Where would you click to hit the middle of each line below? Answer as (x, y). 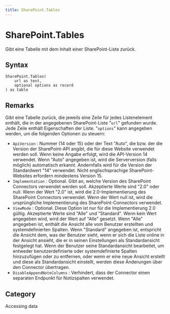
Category (21, 294)
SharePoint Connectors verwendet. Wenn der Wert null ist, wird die (83, 198)
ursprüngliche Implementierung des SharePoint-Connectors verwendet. (88, 203)
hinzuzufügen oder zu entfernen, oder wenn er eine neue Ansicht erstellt (89, 257)
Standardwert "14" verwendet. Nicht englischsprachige (70, 171)
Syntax (17, 65)
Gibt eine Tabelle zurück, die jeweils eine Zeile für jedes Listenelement (79, 117)
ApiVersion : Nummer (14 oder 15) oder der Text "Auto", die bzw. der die (88, 144)
